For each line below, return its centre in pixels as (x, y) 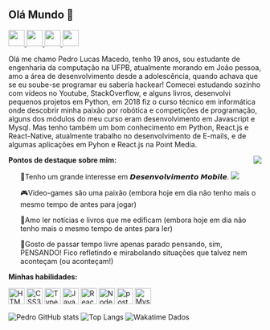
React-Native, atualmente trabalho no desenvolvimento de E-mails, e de (127, 136)
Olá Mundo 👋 (41, 15)
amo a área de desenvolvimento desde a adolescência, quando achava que (133, 76)
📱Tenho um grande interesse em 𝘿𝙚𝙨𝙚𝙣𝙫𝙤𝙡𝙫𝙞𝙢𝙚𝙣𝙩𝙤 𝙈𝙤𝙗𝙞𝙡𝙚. (125, 176)
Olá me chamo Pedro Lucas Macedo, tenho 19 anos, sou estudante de (125, 59)
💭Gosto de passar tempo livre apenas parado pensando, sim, (121, 244)
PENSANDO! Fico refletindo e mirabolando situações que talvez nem (133, 252)
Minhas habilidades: (43, 276)
